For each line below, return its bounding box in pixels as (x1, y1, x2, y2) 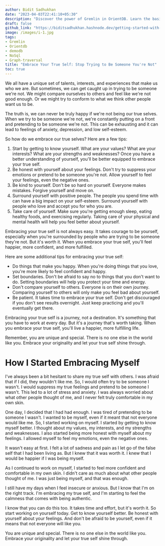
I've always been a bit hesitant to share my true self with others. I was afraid (5, 373, 159, 379)
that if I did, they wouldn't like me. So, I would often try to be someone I (5, 378, 149, 384)
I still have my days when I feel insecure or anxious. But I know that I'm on (5, 485, 155, 491)
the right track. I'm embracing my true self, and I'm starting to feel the (5, 490, 146, 496)
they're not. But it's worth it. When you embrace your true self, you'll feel (5, 239, 152, 244)
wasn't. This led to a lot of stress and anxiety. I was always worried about (5, 389, 154, 395)
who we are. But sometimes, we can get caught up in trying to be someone (5, 86, 157, 91)
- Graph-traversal (5, 58, 43, 63)
